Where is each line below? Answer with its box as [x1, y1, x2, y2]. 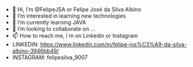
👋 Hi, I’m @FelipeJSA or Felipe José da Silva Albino [12, 6, 142, 13]
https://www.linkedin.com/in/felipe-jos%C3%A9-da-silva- [40, 41, 187, 48]
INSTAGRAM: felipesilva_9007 [12, 54, 88, 61]
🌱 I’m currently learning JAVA [12, 19, 86, 26]
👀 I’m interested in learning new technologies [12, 12, 126, 19]
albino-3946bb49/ [12, 48, 59, 54]
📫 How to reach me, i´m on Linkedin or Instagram [12, 32, 138, 39]
